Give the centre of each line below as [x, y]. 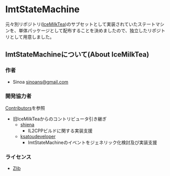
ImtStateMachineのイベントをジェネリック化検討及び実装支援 [92, 142]
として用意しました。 [32, 37]
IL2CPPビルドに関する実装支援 [60, 131]
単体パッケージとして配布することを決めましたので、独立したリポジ [90, 30]
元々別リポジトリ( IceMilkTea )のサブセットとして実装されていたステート [80, 24]
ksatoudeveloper [38, 136]
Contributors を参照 [25, 108]
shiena [27, 124]
